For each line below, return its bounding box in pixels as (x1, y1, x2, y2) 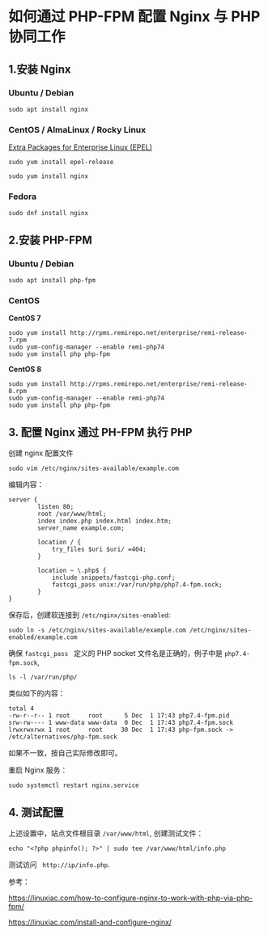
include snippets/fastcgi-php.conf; (51, 573, 176, 582)
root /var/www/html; (37, 510, 107, 518)
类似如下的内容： (8, 688, 66, 698)
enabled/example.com (8, 633, 79, 641)
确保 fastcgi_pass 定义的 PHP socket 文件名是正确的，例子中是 (8, 649, 223, 658)
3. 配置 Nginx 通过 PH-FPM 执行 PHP (8, 425, 193, 439)
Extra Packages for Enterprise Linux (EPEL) (8, 142, 152, 152)
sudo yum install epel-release (8, 159, 114, 167)
